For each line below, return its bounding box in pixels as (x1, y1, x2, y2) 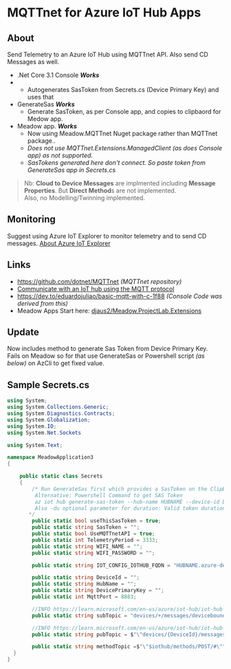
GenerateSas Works (16, 100, 76, 108)
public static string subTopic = (32, 612, 128, 619)
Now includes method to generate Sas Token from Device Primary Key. (7, 345, 208, 353)
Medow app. (27, 115, 63, 123)
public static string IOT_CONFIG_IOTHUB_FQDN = (32, 562, 170, 569)
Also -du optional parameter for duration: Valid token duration (34, 505, 226, 512)
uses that (27, 93, 54, 101)
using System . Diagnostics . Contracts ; (7, 410, 115, 417)
